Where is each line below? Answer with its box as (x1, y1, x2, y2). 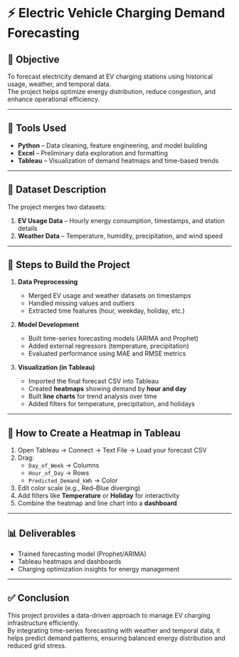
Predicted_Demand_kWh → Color (28, 476, 118, 485)
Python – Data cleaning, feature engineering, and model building (17, 141, 208, 150)
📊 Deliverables (7, 527, 76, 539)
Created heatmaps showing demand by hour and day (28, 385, 187, 393)
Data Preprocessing (17, 278, 78, 286)
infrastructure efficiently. (7, 619, 80, 627)
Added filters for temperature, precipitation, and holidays (28, 400, 196, 408)
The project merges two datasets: (7, 202, 107, 211)
